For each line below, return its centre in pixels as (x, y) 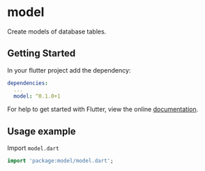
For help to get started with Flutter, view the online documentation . (103, 110)
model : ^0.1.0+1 (37, 96)
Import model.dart (33, 148)
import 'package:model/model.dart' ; (60, 161)
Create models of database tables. (57, 31)
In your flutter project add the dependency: (69, 70)
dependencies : (28, 83)
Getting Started (41, 53)
